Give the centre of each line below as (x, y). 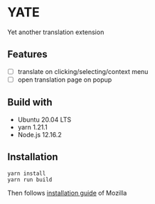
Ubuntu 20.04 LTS (44, 119)
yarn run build (30, 179)
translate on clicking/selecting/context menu (83, 71)
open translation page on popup (65, 80)
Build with (30, 103)
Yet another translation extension (56, 32)
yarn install (27, 173)
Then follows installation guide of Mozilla (67, 193)
